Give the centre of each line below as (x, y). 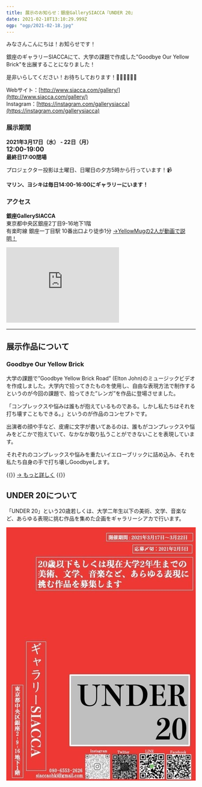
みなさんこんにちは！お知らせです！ (51, 44)
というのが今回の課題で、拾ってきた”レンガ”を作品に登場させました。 (93, 393)
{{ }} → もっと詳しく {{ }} (36, 475)
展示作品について (38, 347)
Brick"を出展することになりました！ (51, 65)
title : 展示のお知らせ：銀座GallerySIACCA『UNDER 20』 (71, 13)
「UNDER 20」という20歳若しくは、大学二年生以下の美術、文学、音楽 (94, 511)
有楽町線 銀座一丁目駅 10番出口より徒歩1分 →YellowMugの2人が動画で (93, 231)
